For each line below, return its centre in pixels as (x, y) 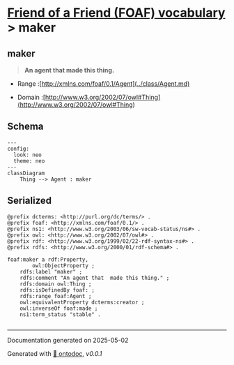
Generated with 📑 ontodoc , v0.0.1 (55, 353)
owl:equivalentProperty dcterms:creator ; (82, 302)
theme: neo (29, 161)
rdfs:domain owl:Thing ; (56, 284)
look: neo (28, 155)
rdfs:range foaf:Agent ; (56, 296)
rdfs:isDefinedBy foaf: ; (57, 290)
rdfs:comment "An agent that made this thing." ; (95, 278)
